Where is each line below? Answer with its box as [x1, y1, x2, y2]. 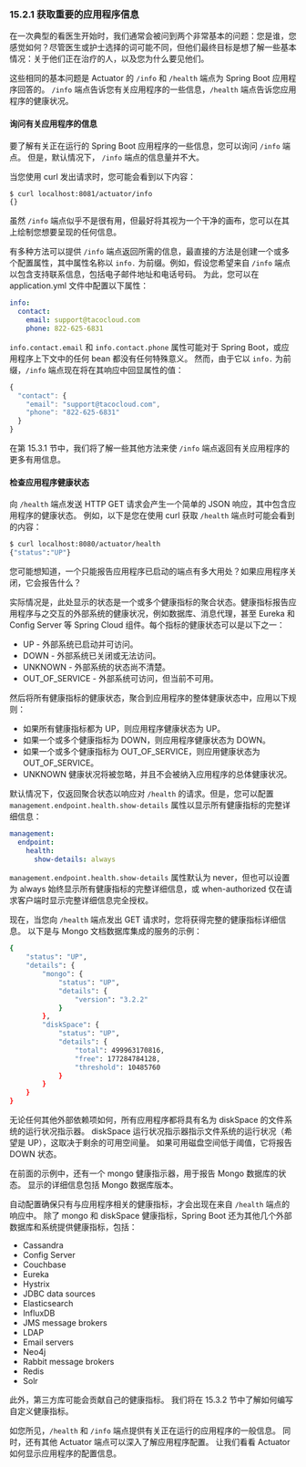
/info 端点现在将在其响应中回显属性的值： [25, 364, 184, 375]
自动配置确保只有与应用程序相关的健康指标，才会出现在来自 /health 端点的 [9, 1199, 290, 1210]
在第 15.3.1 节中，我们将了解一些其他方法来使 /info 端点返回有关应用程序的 [9, 442, 290, 453]
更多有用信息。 [9, 454, 66, 464]
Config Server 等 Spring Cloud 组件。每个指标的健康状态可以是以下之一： [9, 619, 285, 630]
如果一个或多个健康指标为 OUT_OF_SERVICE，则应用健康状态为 [22, 745, 261, 756]
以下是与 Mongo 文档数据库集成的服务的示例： [26, 926, 203, 937]
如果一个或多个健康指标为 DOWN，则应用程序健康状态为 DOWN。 [22, 734, 270, 745]
